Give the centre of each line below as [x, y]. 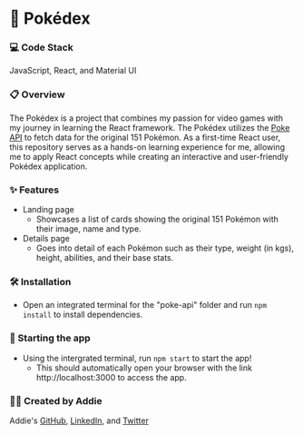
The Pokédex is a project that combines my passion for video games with [147, 118]
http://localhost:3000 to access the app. [112, 377]
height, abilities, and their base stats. [105, 258]
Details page [46, 239]
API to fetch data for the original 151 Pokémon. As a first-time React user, [145, 137]
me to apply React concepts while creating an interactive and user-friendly [149, 156]
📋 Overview [37, 94]
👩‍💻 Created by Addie [56, 400]
